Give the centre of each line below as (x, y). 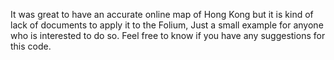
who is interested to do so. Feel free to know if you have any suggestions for (168, 35)
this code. (31, 46)
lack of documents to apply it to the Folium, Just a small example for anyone (167, 25)
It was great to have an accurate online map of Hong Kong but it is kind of (162, 14)
